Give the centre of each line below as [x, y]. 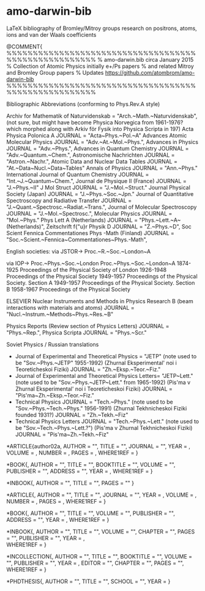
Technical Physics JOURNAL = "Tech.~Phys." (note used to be [94, 402]
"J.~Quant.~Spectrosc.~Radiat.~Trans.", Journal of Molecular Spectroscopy [102, 207]
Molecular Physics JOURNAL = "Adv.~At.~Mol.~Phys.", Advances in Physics [102, 141]
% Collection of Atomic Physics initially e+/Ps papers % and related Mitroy [100, 66]
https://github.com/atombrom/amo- [150, 72]
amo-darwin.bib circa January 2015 [149, 59]
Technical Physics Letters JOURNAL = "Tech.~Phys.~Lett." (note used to [107, 421]
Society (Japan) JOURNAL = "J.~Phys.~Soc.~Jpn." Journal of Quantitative [100, 194]
